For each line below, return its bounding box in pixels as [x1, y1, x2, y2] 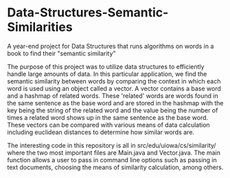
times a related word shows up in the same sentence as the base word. [7, 113, 209, 121]
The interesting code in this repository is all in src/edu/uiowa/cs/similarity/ [7, 141, 216, 149]
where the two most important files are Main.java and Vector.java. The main [7, 149, 221, 157]
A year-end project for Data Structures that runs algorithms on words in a [7, 42, 214, 50]
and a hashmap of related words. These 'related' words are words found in [7, 91, 218, 100]
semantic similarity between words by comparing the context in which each [7, 77, 221, 85]
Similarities [7, 19, 73, 35]
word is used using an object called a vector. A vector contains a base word [7, 84, 221, 92]
